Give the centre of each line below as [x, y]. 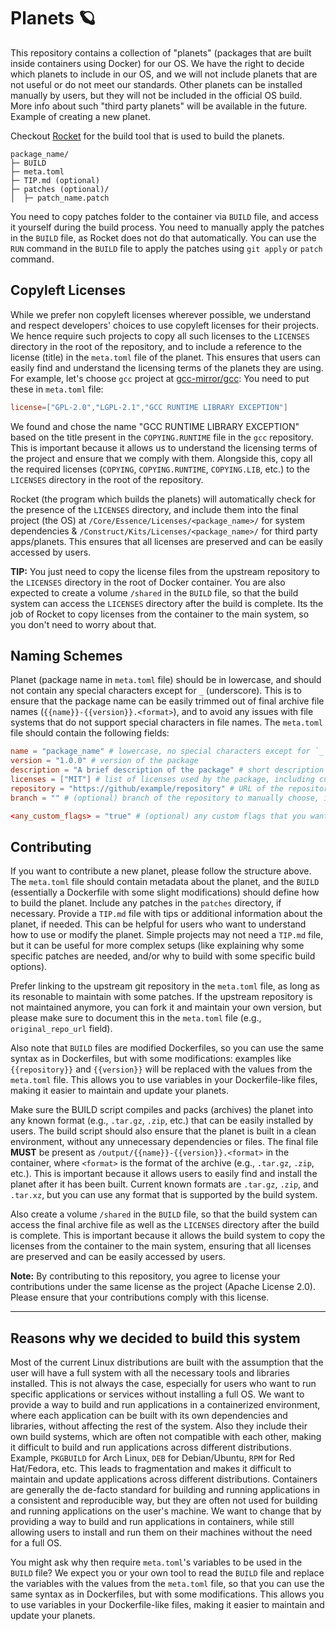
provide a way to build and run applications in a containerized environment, [165, 1405]
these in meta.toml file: [57, 389]
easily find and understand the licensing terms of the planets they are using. [167, 367]
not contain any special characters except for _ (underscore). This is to [156, 691]
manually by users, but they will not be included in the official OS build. [156, 95]
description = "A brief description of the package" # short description [167, 770]
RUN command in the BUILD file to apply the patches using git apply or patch [166, 248]
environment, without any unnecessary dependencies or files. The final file [164, 1142]
